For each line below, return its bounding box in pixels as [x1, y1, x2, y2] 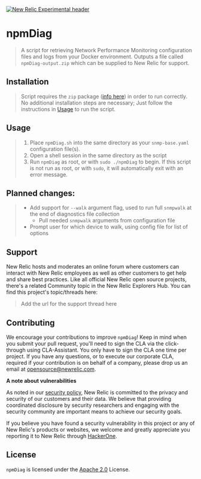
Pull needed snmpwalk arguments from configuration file [38, 217, 175, 224]
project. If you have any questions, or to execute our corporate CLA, [6, 353, 174, 360]
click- [165, 340, 179, 347]
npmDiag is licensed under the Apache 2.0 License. [6, 466, 130, 473]
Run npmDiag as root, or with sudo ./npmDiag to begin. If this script [29, 158, 191, 165]
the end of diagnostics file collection [29, 210, 120, 218]
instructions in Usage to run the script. [20, 105, 115, 112]
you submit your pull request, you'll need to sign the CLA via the [6, 340, 165, 347]
